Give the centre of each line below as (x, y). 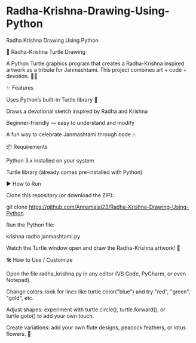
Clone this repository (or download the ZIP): (60, 195)
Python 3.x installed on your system (50, 160)
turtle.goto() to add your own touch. (50, 316)
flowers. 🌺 (19, 333)
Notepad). (19, 280)
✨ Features (20, 87)
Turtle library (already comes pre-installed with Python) (74, 172)
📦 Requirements (27, 146)
